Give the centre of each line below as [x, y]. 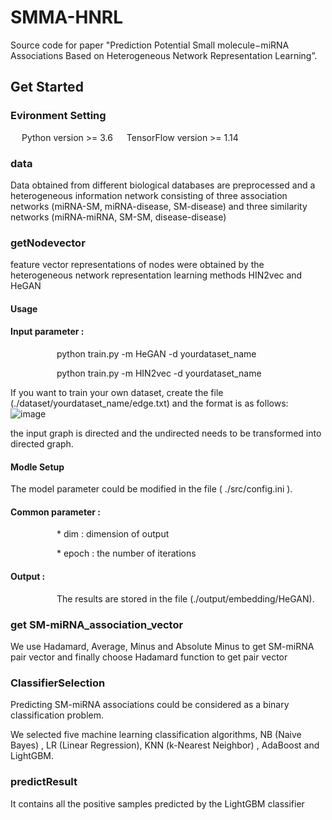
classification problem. [57, 715]
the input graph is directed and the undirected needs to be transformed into [166, 433]
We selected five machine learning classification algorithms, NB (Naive [156, 735]
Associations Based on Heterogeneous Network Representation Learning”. [164, 55]
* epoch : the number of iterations [126, 553]
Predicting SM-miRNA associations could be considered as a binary [150, 705]
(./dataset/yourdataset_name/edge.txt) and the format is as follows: [149, 403]
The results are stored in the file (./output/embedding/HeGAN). [185, 598]
